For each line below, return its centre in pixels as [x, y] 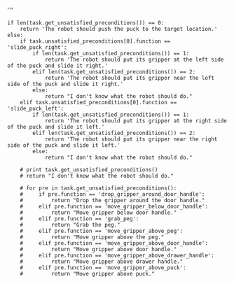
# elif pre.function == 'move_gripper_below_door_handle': [114, 206]
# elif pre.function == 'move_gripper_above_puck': [103, 268]
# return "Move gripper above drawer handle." [102, 262]
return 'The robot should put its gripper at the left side [134, 59]
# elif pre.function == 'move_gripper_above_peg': [102, 231]
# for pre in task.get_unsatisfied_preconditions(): [98, 188]
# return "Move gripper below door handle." [98, 213]
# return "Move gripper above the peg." [92, 237]
